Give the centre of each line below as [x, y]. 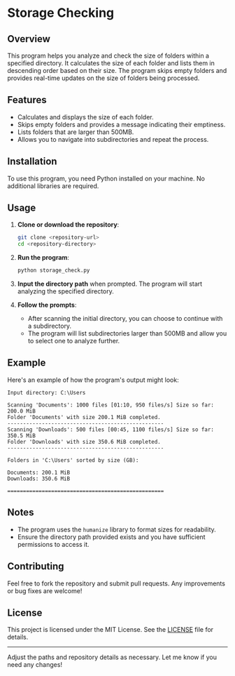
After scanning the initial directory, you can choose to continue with [125, 319]
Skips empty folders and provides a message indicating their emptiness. [121, 124]
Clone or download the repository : [68, 225]
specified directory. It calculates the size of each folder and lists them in [111, 63]
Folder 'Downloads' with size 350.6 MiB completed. [84, 442]
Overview [29, 39]
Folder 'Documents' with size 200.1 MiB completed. [84, 417]
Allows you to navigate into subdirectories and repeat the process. [113, 139]
